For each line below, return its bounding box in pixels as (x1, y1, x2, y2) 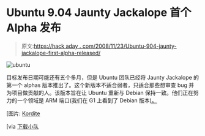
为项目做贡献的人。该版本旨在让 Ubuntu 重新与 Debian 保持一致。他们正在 (6, 89, 194, 96)
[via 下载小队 (6, 123, 39, 130)
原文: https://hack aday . (21, 42, 81, 50)
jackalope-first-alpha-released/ (21, 49, 101, 56)
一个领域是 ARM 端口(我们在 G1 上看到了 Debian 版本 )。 (17, 96, 157, 104)
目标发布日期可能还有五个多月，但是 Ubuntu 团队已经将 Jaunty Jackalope (6, 74, 193, 81)
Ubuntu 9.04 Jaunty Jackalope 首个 (6, 6, 192, 20)
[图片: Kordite (6, 110, 40, 117)
